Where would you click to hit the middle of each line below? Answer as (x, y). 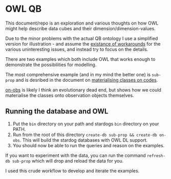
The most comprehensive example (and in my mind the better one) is (78, 74)
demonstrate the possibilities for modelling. (51, 64)
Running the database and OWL (57, 111)
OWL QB (24, 9)
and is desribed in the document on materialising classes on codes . (87, 80)
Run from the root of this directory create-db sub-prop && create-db (85, 135)
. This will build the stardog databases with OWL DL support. (84, 140)
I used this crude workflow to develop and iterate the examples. (72, 171)
